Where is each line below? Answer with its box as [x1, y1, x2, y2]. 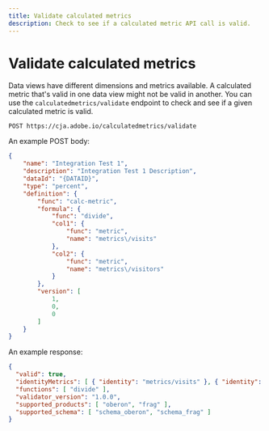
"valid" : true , [15, 370, 67, 378]
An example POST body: [8, 137, 90, 146]
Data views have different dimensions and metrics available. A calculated [8, 81, 252, 91]
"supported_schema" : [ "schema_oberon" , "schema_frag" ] [15, 408, 212, 416]
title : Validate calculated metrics [8, 11, 132, 20]
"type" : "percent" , [23, 182, 89, 190]
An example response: [8, 347, 83, 357]
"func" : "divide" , [51, 212, 114, 221]
